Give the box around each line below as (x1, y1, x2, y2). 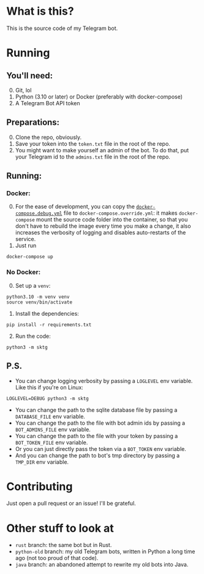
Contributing (6, 479, 73, 493)
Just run (15, 242, 37, 249)
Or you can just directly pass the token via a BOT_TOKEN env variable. (15, 445, 187, 452)
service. (15, 236, 36, 243)
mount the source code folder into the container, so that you (36, 216, 188, 223)
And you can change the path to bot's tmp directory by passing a (15, 452, 180, 459)
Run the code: (15, 332, 51, 340)
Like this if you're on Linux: (15, 384, 84, 391)
